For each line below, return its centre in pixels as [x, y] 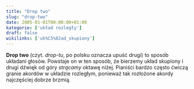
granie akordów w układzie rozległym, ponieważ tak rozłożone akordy [90, 74]
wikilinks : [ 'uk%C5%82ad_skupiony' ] [50, 38]
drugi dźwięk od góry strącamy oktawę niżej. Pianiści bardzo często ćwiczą [97, 67]
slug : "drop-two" [27, 17]
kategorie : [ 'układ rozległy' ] [44, 28]
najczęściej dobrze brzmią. [38, 80]
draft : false [22, 33]
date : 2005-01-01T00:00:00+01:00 [47, 22]
